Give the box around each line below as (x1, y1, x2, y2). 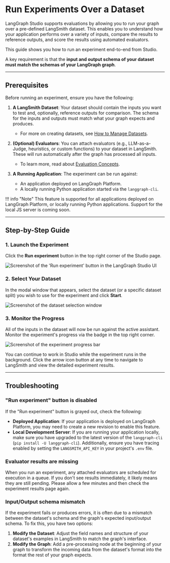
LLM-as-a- (128, 140, 151, 146)
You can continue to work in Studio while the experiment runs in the (5, 351, 147, 357)
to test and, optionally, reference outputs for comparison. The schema (12, 110, 159, 116)
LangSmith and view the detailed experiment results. (5, 362, 115, 369)
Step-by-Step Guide (5, 226, 70, 235)
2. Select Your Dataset (5, 275, 61, 282)
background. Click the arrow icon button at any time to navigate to (5, 357, 143, 363)
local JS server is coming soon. (5, 207, 71, 213)
